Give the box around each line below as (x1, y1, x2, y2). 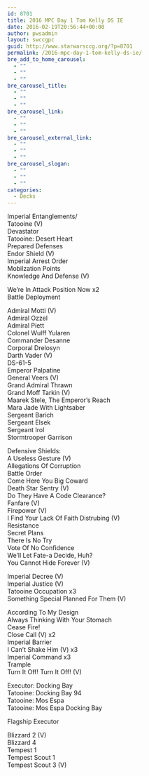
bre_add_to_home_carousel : (7, 56, 86, 63)
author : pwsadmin (7, 29, 58, 37)
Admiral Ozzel (7, 314, 48, 323)
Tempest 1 (7, 746, 37, 754)
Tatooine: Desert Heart (7, 234, 73, 243)
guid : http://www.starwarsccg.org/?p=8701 (7, 43, 133, 50)
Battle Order (7, 469, 43, 478)
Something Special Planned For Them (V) (7, 594, 127, 603)
